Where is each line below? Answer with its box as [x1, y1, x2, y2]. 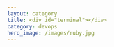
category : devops [7, 23, 58, 30]
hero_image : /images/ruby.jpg [7, 29, 95, 37]
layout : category [7, 10, 58, 17]
